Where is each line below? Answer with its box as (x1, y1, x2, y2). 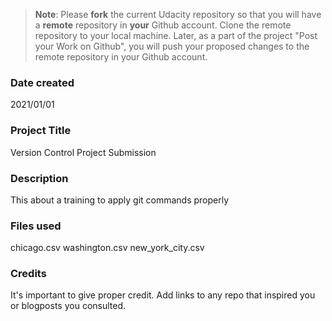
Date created (10, 75, 75, 89)
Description (10, 171, 69, 185)
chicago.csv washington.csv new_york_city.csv (10, 242, 205, 254)
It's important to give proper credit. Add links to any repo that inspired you (10, 289, 316, 301)
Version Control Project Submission (10, 146, 157, 158)
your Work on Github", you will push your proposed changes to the (34, 40, 310, 52)
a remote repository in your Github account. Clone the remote (34, 19, 292, 31)
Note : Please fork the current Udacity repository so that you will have (34, 9, 322, 20)
